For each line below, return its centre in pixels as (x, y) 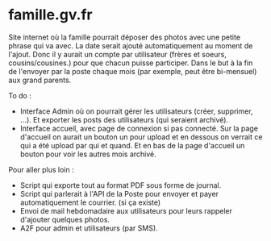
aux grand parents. (40, 80)
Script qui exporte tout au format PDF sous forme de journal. (121, 185)
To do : (20, 95)
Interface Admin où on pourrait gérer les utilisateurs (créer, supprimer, (136, 111)
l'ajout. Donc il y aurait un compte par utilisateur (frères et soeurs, (118, 54)
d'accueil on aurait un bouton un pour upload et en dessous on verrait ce (141, 137)
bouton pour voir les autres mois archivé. (88, 154)
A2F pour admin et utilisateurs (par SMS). (89, 228)
